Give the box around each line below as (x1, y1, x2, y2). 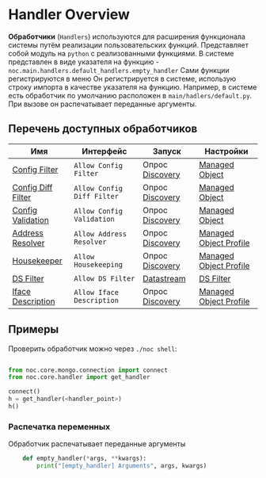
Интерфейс (82, 145, 127, 156)
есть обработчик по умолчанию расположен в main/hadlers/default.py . (8, 90, 253, 100)
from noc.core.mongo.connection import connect (8, 366, 169, 374)
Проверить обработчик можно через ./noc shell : (8, 343, 177, 354)
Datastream (142, 273, 186, 284)
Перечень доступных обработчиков (8, 122, 198, 136)
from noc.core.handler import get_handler (8, 373, 150, 381)
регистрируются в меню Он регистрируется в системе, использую (8, 74, 237, 83)
